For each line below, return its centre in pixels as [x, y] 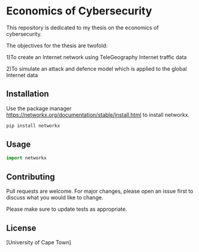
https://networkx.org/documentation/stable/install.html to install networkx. [98, 114]
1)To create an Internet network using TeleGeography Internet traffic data [97, 57]
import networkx [26, 158]
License [21, 228]
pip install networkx [33, 126]
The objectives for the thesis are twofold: [57, 45]
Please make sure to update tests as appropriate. [67, 209]
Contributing [31, 177]
